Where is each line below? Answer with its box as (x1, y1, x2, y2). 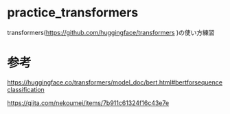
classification (7, 85, 45, 93)
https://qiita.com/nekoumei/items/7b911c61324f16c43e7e (7, 98, 170, 107)
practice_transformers (7, 5, 139, 21)
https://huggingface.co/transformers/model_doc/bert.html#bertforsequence (7, 78, 223, 87)
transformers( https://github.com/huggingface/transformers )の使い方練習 (7, 28, 215, 36)
